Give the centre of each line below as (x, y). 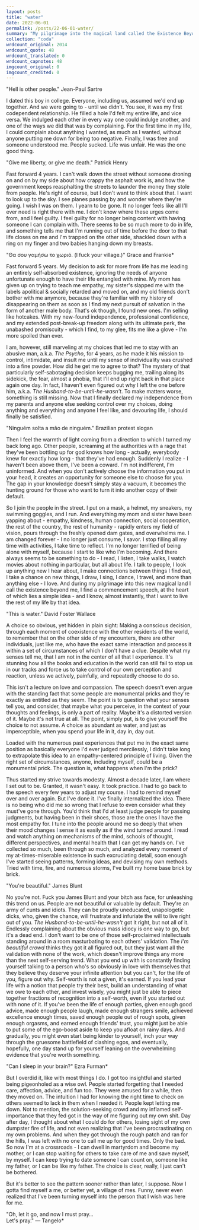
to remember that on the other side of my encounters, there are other (91, 638)
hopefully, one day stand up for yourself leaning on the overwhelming (91, 1048)
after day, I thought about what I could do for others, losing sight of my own (98, 1122)
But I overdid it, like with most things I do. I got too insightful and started (94, 1078)
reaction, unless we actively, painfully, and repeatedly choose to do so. (93, 676)
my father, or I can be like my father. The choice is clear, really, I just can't (96, 1166)
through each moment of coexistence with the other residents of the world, (98, 632)
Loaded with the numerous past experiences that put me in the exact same (97, 743)
